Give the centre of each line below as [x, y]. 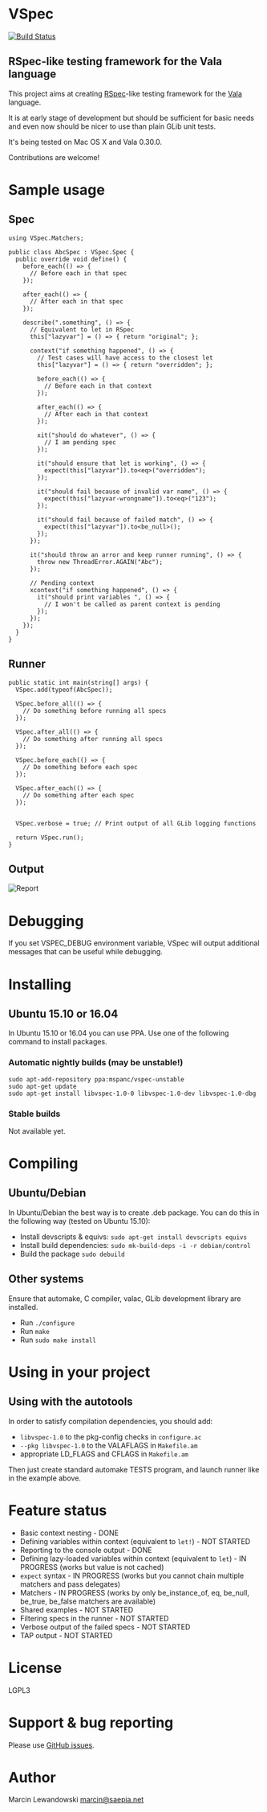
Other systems [46, 1279]
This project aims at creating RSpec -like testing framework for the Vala [125, 93]
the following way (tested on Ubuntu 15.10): [79, 1221]
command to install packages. [58, 1042]
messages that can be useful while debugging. [85, 952]
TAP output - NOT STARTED [66, 1635]
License [35, 1668]
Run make [34, 1331]
